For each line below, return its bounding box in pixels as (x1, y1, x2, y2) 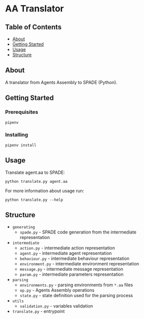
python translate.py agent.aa (5, 179, 68, 184)
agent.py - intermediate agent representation (19, 250, 112, 256)
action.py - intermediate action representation (19, 245, 115, 251)
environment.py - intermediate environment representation (19, 261, 140, 267)
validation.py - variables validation (19, 303, 93, 309)
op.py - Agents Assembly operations (19, 287, 95, 293)
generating (12, 225, 35, 230)
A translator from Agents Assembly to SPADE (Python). (5, 79, 118, 85)
